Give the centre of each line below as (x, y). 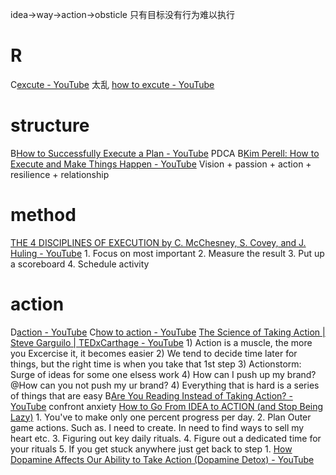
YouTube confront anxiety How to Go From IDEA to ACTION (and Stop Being (167, 406)
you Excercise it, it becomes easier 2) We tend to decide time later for (154, 353)
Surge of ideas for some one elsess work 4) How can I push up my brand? (163, 374)
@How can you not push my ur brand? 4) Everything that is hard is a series (165, 385)
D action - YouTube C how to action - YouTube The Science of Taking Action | (168, 332)
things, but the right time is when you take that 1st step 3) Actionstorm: (156, 364)
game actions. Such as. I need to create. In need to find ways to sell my (157, 427)
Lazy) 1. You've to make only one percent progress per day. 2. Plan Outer (161, 417)
